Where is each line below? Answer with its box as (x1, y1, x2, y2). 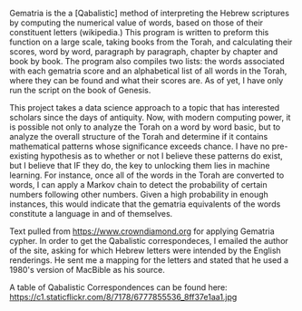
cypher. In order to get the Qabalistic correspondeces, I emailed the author (9, 236, 288, 246)
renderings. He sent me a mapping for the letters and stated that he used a (9, 255, 288, 266)
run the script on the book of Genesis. (9, 85, 151, 95)
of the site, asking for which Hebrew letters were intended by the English (9, 245, 281, 256)
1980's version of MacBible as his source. (9, 265, 165, 275)
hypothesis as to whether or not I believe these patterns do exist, (40, 151, 283, 161)
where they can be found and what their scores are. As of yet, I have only (9, 75, 284, 85)
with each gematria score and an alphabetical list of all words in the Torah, (9, 65, 287, 76)
